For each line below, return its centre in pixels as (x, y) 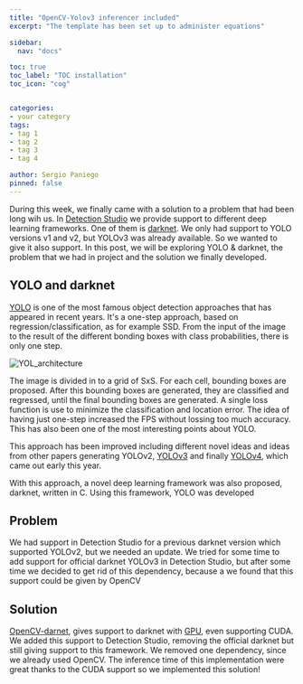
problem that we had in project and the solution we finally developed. (138, 257)
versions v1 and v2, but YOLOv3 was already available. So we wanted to (143, 238)
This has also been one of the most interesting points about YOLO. (133, 428)
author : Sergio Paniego (54, 175)
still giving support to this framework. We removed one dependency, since (148, 651)
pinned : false (36, 183)
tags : (19, 125)
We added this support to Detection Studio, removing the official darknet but (151, 641)
